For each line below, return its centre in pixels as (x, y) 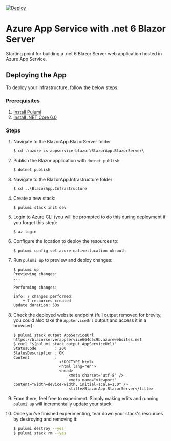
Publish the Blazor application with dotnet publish (66, 161)
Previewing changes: (35, 274)
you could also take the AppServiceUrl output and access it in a (80, 320)
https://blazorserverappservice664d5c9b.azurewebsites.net (78, 340)
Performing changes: (35, 288)
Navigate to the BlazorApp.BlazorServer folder (62, 142)
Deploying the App (36, 75)
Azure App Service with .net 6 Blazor (86, 29)
